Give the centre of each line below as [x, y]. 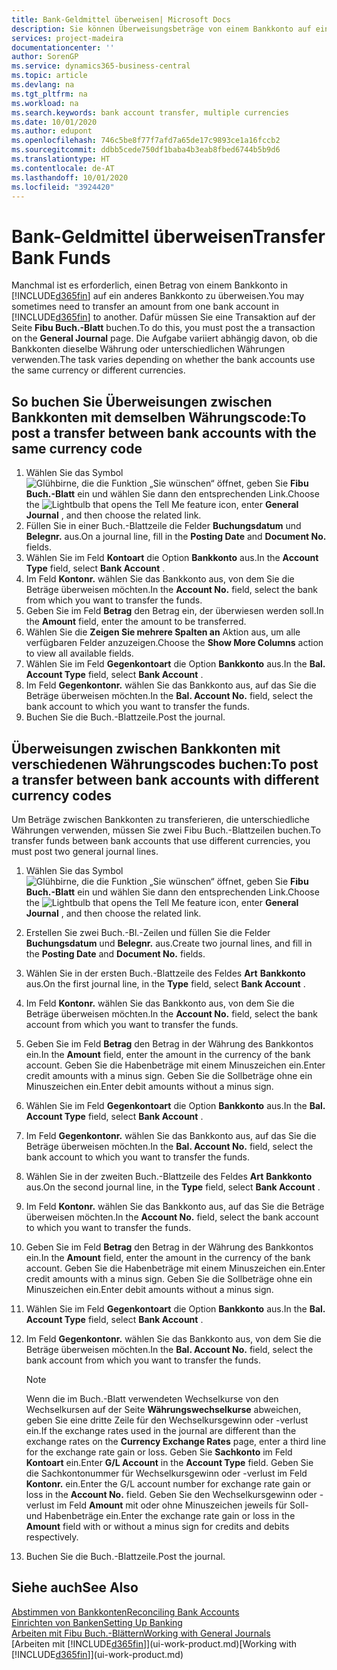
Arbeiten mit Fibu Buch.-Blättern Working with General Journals [141, 1633]
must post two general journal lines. [85, 851]
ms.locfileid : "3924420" [63, 187]
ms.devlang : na [43, 85]
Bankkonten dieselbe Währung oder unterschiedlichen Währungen [148, 349]
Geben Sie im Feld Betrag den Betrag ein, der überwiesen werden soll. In [174, 611]
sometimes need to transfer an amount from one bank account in [145, 307]
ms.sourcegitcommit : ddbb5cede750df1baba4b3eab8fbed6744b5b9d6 [146, 150]
